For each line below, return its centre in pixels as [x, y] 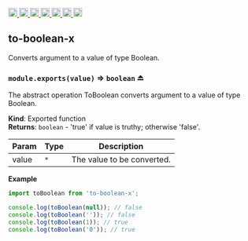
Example [23, 179]
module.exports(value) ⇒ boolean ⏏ [76, 78]
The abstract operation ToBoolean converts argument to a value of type [124, 95]
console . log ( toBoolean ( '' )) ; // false [72, 215]
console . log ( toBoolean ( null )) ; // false [76, 207]
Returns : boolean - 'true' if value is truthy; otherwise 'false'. [104, 127]
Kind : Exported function [47, 119]
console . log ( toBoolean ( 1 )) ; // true [68, 222]
